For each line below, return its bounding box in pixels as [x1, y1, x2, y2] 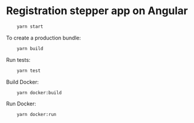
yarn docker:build [17, 89, 62, 95]
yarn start [17, 24, 44, 29]
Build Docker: [6, 78, 40, 85]
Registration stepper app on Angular [6, 4, 188, 18]
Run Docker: [6, 100, 37, 107]
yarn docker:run [17, 112, 57, 118]
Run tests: [6, 56, 31, 63]
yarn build [17, 45, 44, 51]
